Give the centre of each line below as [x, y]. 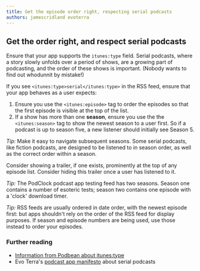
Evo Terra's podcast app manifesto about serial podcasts [85, 261]
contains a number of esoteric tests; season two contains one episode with [99, 190]
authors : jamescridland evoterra [48, 17]
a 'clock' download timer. [37, 196]
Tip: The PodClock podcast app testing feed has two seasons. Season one [98, 183]
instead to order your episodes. [45, 227]
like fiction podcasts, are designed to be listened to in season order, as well [99, 147]
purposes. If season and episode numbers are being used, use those [91, 220]
